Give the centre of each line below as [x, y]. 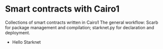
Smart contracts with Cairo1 [62, 9]
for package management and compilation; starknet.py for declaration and [80, 27]
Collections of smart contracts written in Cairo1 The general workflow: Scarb [82, 22]
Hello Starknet [27, 42]
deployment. [18, 33]
